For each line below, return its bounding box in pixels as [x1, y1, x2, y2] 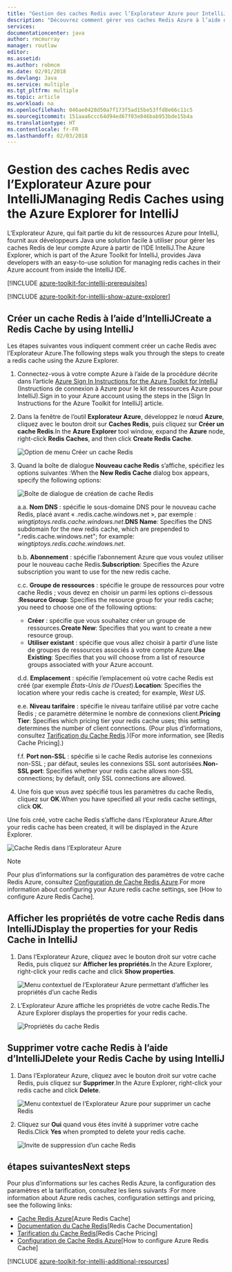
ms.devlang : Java [7, 74, 57, 82]
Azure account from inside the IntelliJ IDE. [7, 265, 127, 274]
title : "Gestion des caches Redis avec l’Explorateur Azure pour [7, 10, 199, 17]
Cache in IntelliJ [7, 934, 78, 946]
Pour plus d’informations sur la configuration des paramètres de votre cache [7, 870, 224, 879]
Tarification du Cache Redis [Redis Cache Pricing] [17, 1229, 158, 1237]
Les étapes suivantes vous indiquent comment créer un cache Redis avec [7, 342, 217, 350]
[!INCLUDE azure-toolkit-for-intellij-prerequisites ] [7, 279, 148, 288]
